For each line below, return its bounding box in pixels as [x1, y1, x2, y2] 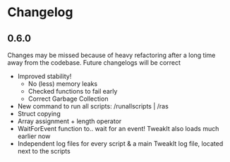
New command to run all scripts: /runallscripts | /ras [17, 102, 169, 110]
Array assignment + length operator [17, 117, 122, 125]
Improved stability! [17, 72, 72, 80]
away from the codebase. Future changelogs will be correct [7, 58, 181, 67]
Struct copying [17, 110, 61, 118]
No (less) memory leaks [28, 80, 97, 88]
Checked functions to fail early [28, 87, 118, 95]
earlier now [17, 132, 51, 140]
